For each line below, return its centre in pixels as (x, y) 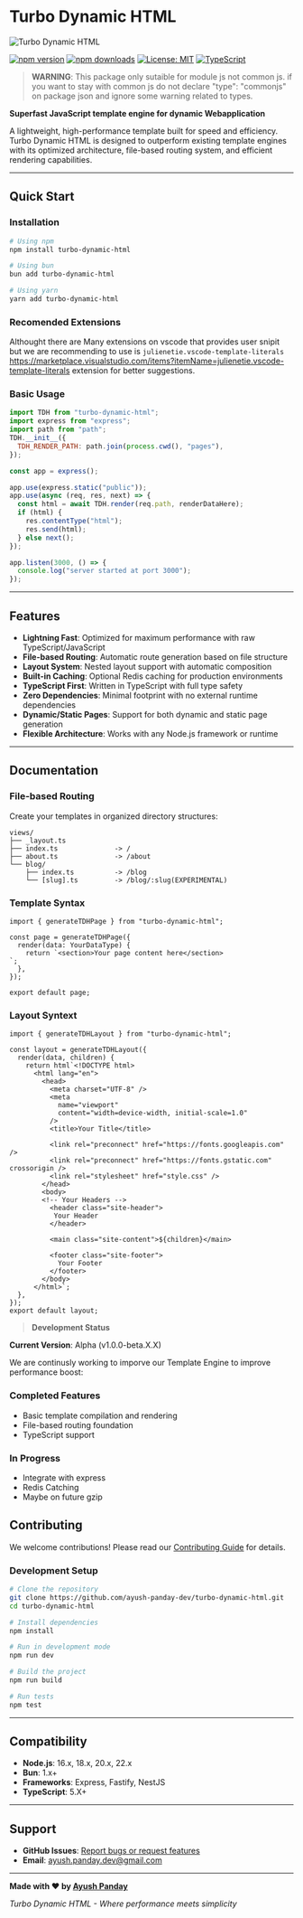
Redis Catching (50, 1487)
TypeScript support (58, 1434)
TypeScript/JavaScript (64, 647)
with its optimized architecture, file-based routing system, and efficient (141, 150)
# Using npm (32, 241)
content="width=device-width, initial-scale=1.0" (152, 1114)
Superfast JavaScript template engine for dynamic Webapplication (138, 113)
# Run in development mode (60, 1647)
